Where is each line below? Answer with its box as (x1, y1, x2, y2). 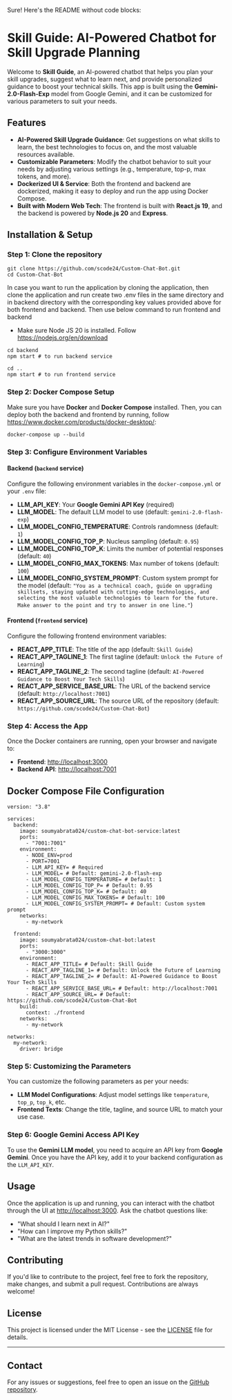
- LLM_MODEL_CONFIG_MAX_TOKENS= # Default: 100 (25, 894, 166, 901)
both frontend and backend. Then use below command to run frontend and (7, 306, 221, 314)
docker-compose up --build (7, 431, 85, 438)
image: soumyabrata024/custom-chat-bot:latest (19, 937, 156, 943)
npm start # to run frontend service (7, 371, 116, 378)
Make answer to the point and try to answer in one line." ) (17, 600, 193, 609)
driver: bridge (19, 1046, 64, 1053)
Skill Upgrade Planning (7, 45, 140, 61)
